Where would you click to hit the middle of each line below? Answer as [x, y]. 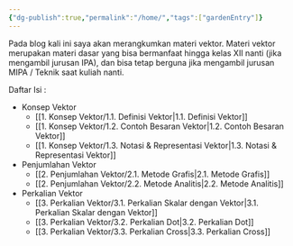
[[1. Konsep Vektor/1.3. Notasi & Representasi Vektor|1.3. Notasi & [156, 145]
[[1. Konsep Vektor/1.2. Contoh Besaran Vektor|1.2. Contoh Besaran [160, 126]
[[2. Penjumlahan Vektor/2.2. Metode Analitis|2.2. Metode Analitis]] [160, 183]
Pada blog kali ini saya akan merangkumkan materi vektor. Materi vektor [142, 43]
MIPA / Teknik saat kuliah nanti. [66, 72]
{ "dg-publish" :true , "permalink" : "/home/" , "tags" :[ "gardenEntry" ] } [136, 18]
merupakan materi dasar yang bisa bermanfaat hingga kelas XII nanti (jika [145, 53]
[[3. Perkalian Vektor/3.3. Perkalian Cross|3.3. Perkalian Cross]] [153, 232]
